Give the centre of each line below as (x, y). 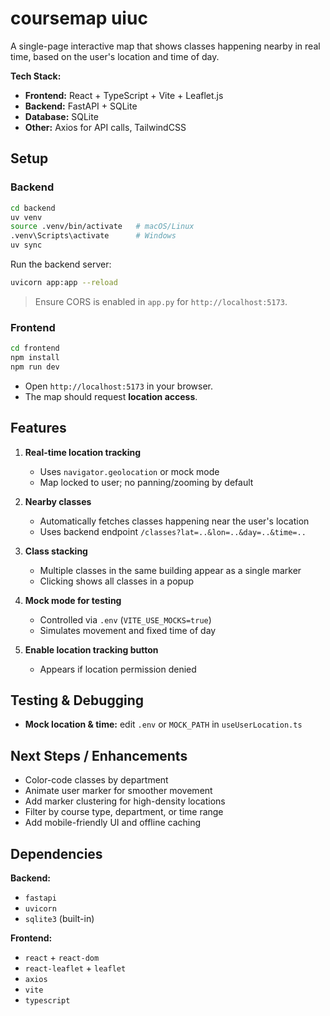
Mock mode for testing (73, 600)
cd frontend (35, 348)
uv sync (26, 245)
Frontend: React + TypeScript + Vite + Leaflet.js (124, 95)
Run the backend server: (61, 264)
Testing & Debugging (77, 700)
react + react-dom (62, 958)
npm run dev (35, 367)
